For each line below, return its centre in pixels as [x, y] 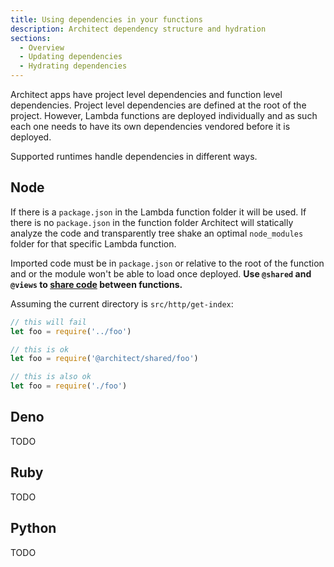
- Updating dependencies [71, 57]
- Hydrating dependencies [73, 66]
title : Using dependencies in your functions [106, 19]
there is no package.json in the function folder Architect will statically [152, 222]
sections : [31, 38]
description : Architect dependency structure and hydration [138, 29]
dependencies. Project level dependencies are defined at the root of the [158, 105]
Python [33, 528]
